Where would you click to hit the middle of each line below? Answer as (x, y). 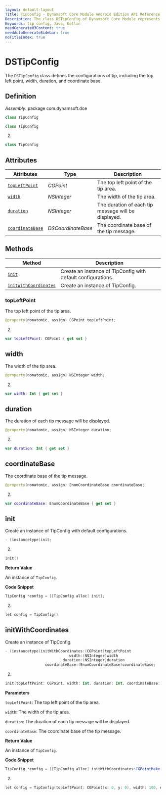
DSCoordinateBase (70, 228)
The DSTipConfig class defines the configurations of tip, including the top (79, 75)
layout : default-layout (30, 10)
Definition (21, 96)
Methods (19, 249)
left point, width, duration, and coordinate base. (54, 81)
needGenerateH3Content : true (35, 28)
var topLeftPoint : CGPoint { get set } (46, 339)
